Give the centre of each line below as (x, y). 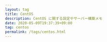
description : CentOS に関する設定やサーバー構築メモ (54, 18)
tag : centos (17, 28)
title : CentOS (19, 14)
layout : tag (17, 9)
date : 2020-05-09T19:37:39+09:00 (39, 23)
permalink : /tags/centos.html (36, 32)
